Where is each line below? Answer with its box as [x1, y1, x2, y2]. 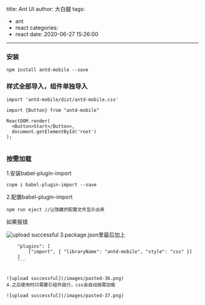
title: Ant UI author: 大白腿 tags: [6, 6, 85, 12]
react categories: [15, 24, 59, 31]
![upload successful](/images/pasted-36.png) [6, 275, 124, 281]
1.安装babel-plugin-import [6, 169, 72, 177]
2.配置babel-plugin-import [6, 193, 73, 200]
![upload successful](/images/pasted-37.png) [6, 292, 124, 298]
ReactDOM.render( [6, 118, 51, 124]
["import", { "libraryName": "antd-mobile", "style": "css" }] [28, 248, 192, 255]
